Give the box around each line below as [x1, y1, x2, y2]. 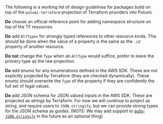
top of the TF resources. [5, 24, 53, 30]
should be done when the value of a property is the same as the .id [5, 38, 141, 44]
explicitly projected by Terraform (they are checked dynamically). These [5, 73, 149, 78]
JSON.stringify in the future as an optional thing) [5, 113, 103, 119]
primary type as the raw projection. [5, 58, 76, 64]
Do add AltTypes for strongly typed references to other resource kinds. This [5, 34, 157, 39]
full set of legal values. [5, 83, 50, 89]
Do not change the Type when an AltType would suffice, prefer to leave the [5, 53, 154, 59]
